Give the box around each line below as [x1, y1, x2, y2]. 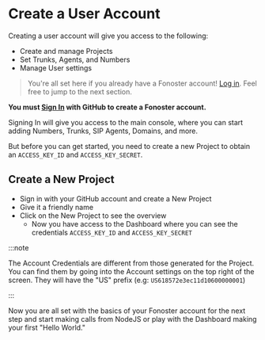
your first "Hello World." [8, 323, 85, 332]
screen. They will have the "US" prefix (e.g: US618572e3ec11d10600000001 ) [8, 275, 246, 285]
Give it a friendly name [19, 202, 93, 212]
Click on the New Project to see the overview [19, 211, 167, 220]
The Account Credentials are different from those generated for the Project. [8, 258, 255, 268]
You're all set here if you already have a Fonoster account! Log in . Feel [27, 78, 257, 88]
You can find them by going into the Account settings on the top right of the [8, 266, 255, 276]
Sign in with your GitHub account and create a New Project [19, 193, 212, 203]
